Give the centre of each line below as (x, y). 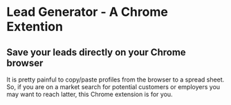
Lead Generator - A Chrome (87, 12)
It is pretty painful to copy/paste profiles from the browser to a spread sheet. (115, 79)
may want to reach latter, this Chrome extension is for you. (90, 94)
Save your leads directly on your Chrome (96, 52)
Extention (35, 27)
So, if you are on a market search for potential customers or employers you (113, 87)
